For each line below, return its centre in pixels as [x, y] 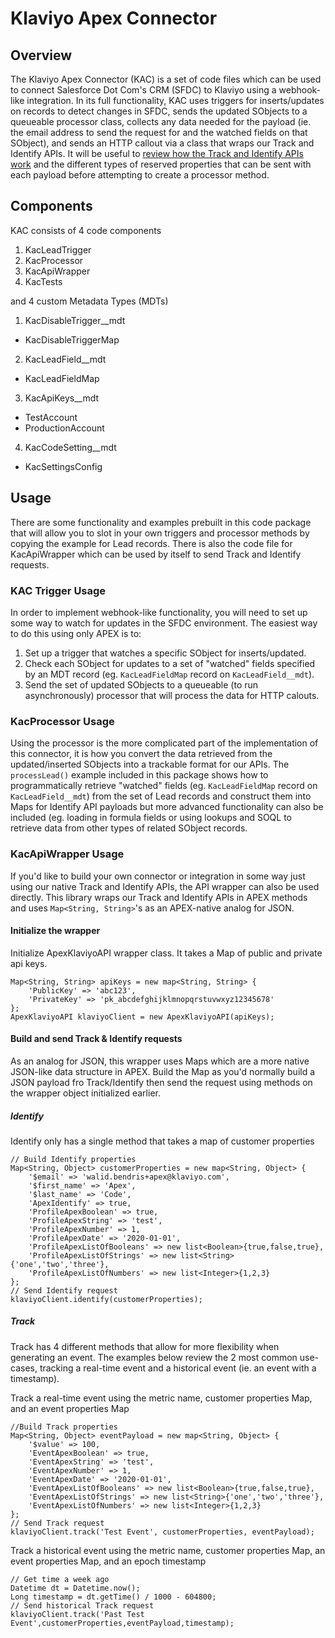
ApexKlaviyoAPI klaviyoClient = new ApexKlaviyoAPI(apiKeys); [142, 1017]
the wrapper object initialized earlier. [85, 1093]
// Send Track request [57, 1523]
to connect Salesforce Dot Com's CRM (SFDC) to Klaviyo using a [143, 90]
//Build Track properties [64, 1427]
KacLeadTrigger [58, 249]
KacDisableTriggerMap [72, 339]
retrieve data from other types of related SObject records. [129, 828]
